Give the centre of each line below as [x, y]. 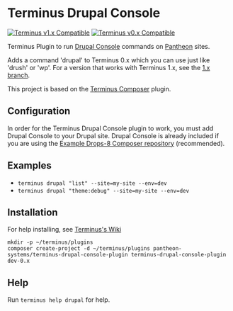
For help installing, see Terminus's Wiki [64, 230]
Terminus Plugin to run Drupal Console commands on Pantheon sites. [109, 46]
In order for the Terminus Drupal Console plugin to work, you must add [110, 128]
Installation [33, 212]
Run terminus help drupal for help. [59, 300]
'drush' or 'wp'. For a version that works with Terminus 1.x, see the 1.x [109, 67]
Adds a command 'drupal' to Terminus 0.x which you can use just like [109, 60]
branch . [19, 75]
